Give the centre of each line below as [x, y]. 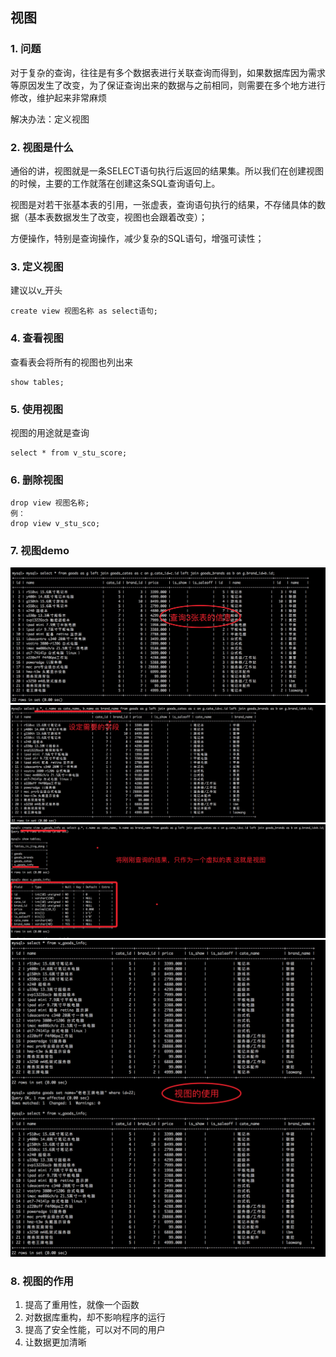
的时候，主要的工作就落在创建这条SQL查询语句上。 [115, 183]
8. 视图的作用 [42, 1281]
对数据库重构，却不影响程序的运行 [95, 1317]
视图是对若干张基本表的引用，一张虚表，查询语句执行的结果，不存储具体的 [163, 204]
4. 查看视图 [37, 338]
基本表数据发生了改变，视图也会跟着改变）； [117, 217]
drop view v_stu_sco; [55, 524]
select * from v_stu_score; [69, 453]
